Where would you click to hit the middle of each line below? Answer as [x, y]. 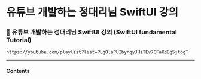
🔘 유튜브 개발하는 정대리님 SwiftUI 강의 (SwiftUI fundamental [92, 32]
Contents [18, 71]
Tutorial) [19, 40]
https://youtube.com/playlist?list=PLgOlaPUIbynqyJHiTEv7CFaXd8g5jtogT [97, 52]
